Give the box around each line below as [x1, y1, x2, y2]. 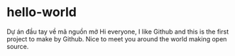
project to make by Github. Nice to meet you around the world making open [6, 34, 227, 43]
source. [6, 42, 29, 50]
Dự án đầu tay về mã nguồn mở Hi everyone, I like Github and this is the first [6, 27, 229, 36]
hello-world [6, 4, 77, 20]
